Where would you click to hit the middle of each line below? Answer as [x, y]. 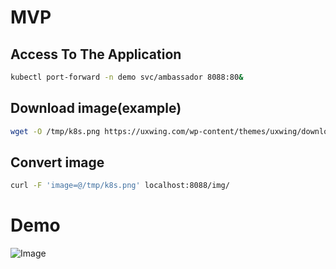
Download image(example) [96, 108]
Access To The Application [96, 54]
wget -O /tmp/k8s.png [55, 131]
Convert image [57, 162]
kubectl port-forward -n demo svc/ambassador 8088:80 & [127, 77]
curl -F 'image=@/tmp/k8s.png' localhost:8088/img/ [120, 186]
